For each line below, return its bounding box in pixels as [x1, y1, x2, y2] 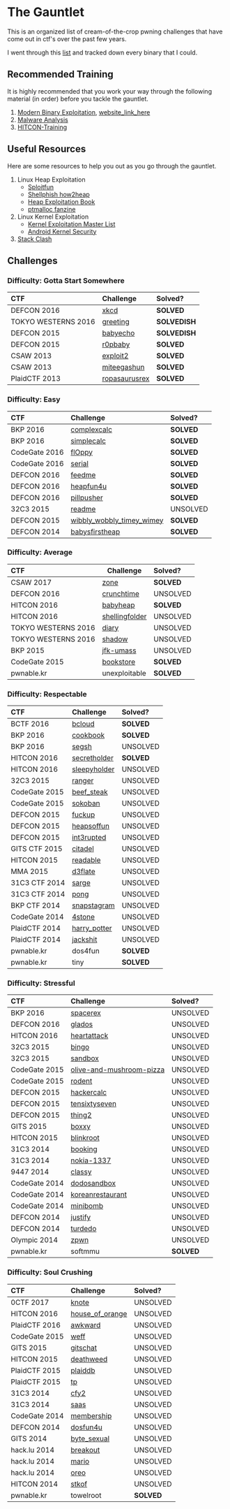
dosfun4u [70, 1422, 103, 1432]
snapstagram [72, 901, 115, 910]
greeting [102, 317, 130, 327]
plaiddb [70, 1365, 95, 1375]
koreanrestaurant [70, 1190, 128, 1200]
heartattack [70, 1031, 109, 1041]
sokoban [72, 799, 100, 808]
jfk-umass [102, 646, 137, 655]
